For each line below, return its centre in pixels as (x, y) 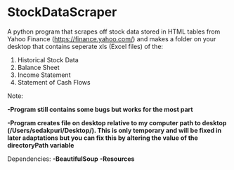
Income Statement (44, 75)
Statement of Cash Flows (54, 82)
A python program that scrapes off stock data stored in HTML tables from (114, 31)
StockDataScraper (62, 12)
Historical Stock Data (48, 59)
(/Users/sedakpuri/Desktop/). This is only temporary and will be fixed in (115, 130)
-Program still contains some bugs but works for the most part (100, 109)
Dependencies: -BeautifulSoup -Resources (71, 159)
